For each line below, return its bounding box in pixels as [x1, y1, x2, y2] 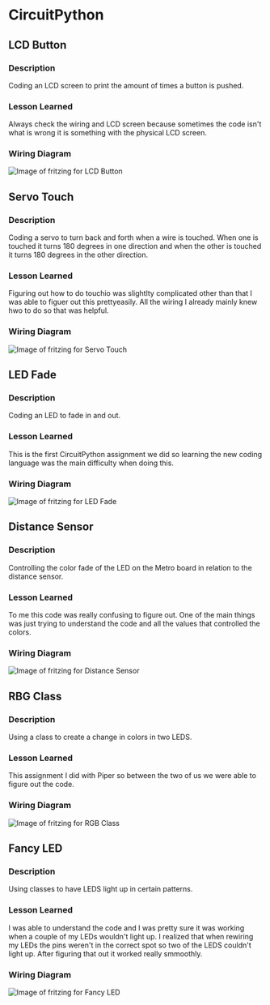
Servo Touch [8, 190, 74, 203]
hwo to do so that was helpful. [8, 306, 109, 315]
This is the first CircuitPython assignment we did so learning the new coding [8, 449, 263, 459]
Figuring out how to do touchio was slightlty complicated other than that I [8, 289, 253, 298]
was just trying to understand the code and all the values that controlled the [8, 618, 260, 629]
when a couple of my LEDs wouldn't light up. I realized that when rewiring [8, 931, 254, 941]
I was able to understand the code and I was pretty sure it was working [8, 922, 245, 933]
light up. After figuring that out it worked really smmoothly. [8, 948, 203, 958]
